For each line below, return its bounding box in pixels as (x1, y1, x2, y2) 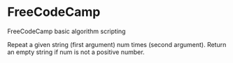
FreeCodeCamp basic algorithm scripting (7, 27, 126, 35)
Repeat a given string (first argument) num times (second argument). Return (7, 40, 227, 48)
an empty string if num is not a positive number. (7, 48, 145, 56)
